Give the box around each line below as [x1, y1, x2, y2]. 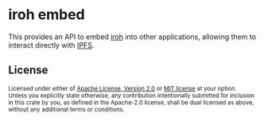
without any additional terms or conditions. [8, 105, 125, 113]
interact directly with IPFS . [8, 40, 95, 49]
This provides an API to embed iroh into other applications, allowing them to [8, 32, 257, 41]
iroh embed [8, 6, 85, 24]
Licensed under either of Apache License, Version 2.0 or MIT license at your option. [8, 84, 237, 92]
